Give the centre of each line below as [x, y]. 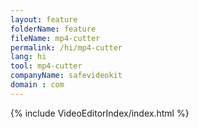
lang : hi [28, 57]
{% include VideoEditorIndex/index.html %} [100, 113]
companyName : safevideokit [66, 76]
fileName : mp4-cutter [55, 38]
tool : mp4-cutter [46, 66]
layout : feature [44, 19]
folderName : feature [53, 29]
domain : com [37, 85]
